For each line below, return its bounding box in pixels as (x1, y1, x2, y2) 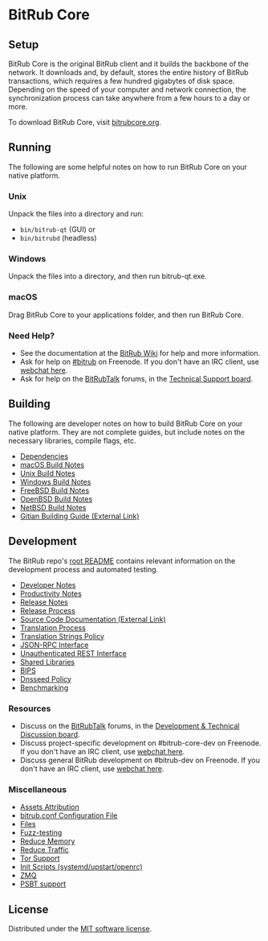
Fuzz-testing (19, 828, 63, 838)
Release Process (19, 605, 76, 615)
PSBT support (19, 879, 67, 889)
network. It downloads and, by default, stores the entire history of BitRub (8, 68, 249, 77)
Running (8, 141, 52, 155)
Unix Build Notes (19, 468, 76, 478)
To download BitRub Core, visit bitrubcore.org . (8, 118, 162, 126)
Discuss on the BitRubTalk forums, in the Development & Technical (19, 720, 240, 730)
